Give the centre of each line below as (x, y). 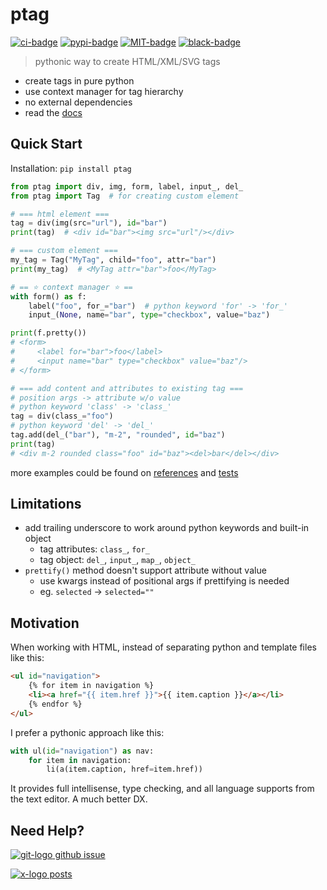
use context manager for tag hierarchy (104, 91)
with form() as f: (48, 296)
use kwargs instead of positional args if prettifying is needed (164, 581)
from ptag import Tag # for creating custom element (125, 196)
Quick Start (46, 144)
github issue (80, 855)
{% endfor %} (55, 704)
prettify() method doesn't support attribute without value (145, 570)
